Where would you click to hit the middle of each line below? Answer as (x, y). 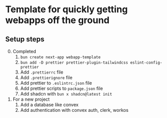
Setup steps (25, 39)
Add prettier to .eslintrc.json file (56, 83)
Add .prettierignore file (46, 77)
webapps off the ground (57, 20)
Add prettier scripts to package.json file (62, 88)
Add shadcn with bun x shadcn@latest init (66, 94)
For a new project (31, 99)
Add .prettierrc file (42, 72)
